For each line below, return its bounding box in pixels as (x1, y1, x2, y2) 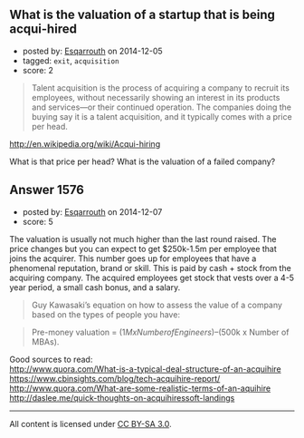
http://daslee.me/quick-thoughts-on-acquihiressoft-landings (9, 392, 235, 403)
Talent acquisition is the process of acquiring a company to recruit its (31, 82, 290, 93)
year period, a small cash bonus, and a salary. (9, 281, 181, 293)
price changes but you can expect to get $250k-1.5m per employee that (9, 243, 278, 254)
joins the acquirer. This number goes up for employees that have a (9, 253, 257, 264)
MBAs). (31, 336, 60, 347)
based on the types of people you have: (31, 308, 181, 320)
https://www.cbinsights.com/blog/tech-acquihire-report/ (9, 373, 221, 384)
